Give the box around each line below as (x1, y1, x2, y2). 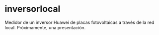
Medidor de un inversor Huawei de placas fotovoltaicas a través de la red (4, 19, 155, 25)
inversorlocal (4, 3, 61, 15)
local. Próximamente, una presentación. (4, 24, 86, 30)
